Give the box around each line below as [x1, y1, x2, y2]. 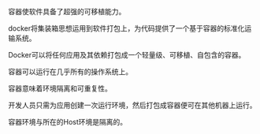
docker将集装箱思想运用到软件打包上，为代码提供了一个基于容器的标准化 [8, 24, 245, 33]
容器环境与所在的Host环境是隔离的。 [8, 117, 128, 126]
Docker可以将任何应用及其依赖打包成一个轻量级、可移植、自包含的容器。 [8, 50, 246, 59]
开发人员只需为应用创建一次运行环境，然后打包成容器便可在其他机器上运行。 [8, 101, 257, 110]
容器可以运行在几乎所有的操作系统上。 [8, 67, 132, 76]
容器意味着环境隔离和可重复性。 [8, 84, 112, 93]
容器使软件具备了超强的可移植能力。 [8, 7, 126, 16]
